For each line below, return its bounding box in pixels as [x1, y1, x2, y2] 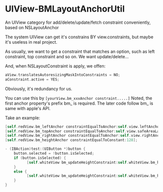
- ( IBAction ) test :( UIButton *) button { [5, 146, 86, 151]
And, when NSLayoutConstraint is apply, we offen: [5, 63, 106, 69]
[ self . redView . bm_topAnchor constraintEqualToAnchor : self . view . [5, 128, 138, 134]
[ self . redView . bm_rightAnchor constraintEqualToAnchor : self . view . [5, 133, 142, 138]
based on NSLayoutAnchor [5, 24, 59, 30]
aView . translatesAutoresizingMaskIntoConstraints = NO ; [5, 72, 120, 77]
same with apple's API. [5, 105, 51, 111]
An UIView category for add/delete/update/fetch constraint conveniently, [5, 19, 151, 25]
